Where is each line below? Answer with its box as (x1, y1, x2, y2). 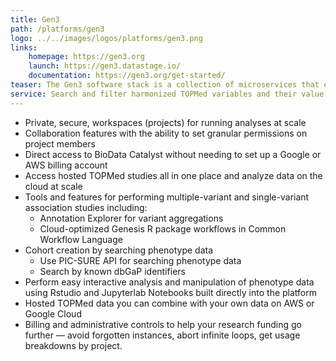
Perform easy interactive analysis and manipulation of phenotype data (24, 276, 315, 288)
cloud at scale (24, 180, 83, 192)
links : (10, 42, 38, 53)
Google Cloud (24, 307, 82, 320)
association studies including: (24, 201, 148, 213)
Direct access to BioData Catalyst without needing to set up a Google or (24, 148, 322, 160)
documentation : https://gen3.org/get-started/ (28, 71, 226, 81)
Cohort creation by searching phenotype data (24, 244, 214, 256)
